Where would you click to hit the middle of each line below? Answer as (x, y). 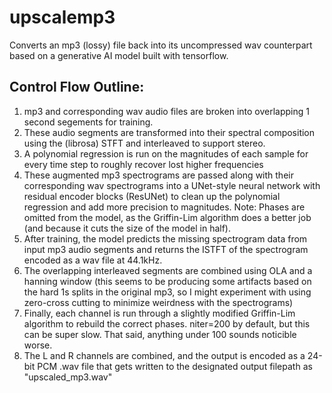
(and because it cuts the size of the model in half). (127, 228)
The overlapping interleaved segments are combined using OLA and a (168, 270)
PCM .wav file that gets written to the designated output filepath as (175, 366)
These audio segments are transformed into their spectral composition (169, 132)
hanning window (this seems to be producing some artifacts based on (167, 281)
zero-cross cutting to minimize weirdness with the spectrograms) (158, 302)
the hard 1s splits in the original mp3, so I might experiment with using (167, 292)
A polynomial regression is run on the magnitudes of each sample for (166, 153)
